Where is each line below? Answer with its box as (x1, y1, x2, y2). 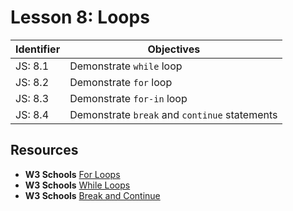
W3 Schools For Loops (24, 168, 121, 180)
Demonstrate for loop (69, 75, 173, 89)
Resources (10, 142, 79, 159)
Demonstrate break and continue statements (69, 107, 278, 121)
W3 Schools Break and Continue (24, 189, 161, 201)
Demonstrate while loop (69, 59, 183, 73)
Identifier (15, 42, 61, 56)
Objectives (147, 42, 201, 56)
